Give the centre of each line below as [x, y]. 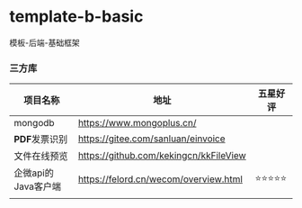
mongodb [35, 123]
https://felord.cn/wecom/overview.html [160, 179]
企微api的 [34, 173]
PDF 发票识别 [41, 140]
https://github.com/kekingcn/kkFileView [162, 156]
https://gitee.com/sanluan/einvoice [152, 139]
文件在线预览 [41, 157]
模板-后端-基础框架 [44, 42]
